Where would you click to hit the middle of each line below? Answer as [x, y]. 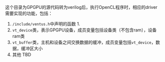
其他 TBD [22, 55]
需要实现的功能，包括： [29, 13]
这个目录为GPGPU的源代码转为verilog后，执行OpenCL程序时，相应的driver [81, 7]
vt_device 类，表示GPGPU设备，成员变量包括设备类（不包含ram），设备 [84, 30]
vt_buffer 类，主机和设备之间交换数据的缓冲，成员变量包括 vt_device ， [84, 42]
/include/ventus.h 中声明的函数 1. [46, 24]
